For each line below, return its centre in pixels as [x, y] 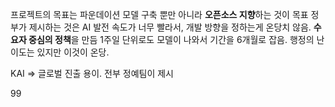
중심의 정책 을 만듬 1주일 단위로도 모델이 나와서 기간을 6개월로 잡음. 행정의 [171, 39]
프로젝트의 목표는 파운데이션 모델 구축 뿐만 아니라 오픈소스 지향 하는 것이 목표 [159, 14]
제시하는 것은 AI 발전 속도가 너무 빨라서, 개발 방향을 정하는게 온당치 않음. [170, 27]
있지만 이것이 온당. [73, 52]
